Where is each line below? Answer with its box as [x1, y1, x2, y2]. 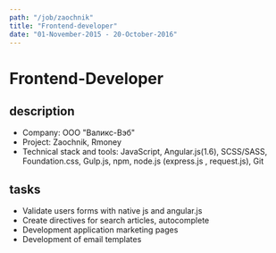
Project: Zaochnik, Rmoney [21, 137, 122, 148]
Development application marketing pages [21, 224, 179, 235]
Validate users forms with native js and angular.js [21, 206, 203, 216]
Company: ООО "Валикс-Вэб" [21, 127, 136, 139]
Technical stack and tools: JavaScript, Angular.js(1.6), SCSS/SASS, [21, 147, 268, 157]
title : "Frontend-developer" [9, 21, 118, 30]
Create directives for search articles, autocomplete [21, 215, 210, 226]
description [9, 104, 75, 119]
